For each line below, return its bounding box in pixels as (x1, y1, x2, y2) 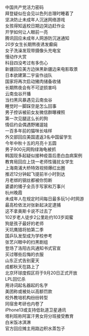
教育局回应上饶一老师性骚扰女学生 (5, 159, 74, 165)
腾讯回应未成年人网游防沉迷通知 (5, 35, 69, 41)
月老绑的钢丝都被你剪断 (5, 177, 52, 183)
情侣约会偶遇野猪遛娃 (5, 122, 48, 127)
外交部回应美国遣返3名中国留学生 (5, 134, 72, 140)
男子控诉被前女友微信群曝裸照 (5, 109, 65, 115)
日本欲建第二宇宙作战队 (5, 72, 52, 78)
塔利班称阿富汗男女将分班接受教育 (5, 313, 74, 319)
